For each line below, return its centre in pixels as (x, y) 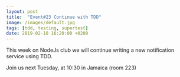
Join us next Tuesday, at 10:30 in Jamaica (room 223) (71, 68)
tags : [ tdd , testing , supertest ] (47, 28)
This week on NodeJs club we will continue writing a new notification (90, 50)
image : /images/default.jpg (41, 22)
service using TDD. (29, 56)
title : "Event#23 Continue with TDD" (54, 17)
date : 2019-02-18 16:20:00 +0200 (47, 34)
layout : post (22, 11)
